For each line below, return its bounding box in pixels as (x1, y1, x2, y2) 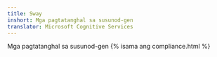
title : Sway (7, 10, 42, 17)
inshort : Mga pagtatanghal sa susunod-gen (7, 17, 133, 24)
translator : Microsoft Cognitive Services (7, 23, 133, 30)
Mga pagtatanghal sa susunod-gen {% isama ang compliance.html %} (7, 42, 211, 51)
